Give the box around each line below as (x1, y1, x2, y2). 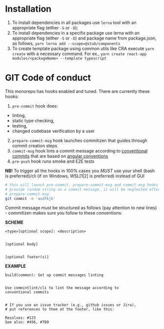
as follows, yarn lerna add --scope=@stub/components (12, 40, 121, 46)
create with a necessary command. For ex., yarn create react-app (12, 50, 147, 57)
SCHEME (5, 219, 24, 225)
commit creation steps (12, 143, 58, 149)
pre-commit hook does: (12, 103, 58, 109)
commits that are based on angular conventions (12, 153, 108, 159)
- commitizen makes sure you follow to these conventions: (5, 210, 123, 216)
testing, (12, 123, 28, 129)
